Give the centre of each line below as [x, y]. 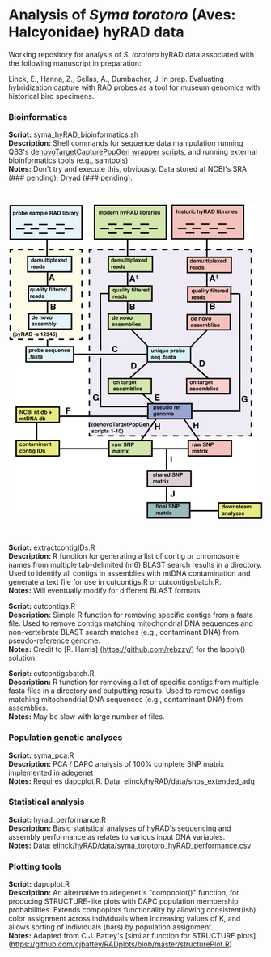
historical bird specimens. [51, 96]
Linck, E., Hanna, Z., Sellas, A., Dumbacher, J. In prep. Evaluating [116, 79]
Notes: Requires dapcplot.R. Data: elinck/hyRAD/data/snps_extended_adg [131, 781]
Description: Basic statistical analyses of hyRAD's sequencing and [120, 828]
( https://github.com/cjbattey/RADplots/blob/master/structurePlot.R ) [121, 944]
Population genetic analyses [66, 738]
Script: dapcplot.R [39, 884]
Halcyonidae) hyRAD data [96, 32]
